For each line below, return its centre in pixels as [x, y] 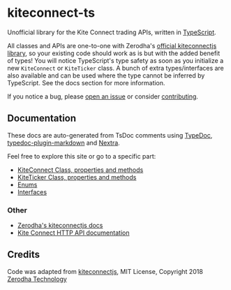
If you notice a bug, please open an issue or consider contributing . [103, 96]
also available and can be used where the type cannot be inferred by [106, 75]
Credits [24, 255]
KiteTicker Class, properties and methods [77, 177]
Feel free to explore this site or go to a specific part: [82, 156]
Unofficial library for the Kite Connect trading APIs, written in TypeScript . [112, 32]
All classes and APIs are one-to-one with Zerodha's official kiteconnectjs [112, 45]
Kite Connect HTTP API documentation [73, 233]
